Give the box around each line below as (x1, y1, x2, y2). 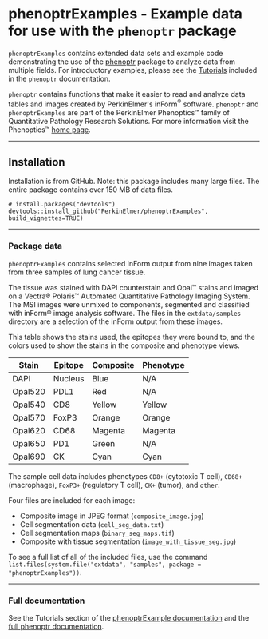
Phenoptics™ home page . (8, 125, 91, 134)
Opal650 (12, 437, 46, 449)
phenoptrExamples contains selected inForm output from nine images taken (8, 258, 253, 268)
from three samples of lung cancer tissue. (8, 267, 146, 277)
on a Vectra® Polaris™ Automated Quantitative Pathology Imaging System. (8, 291, 250, 301)
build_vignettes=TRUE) (8, 214, 84, 222)
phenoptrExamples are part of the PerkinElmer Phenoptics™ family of (8, 107, 230, 117)
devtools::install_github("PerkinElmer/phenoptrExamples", (8, 207, 209, 216)
